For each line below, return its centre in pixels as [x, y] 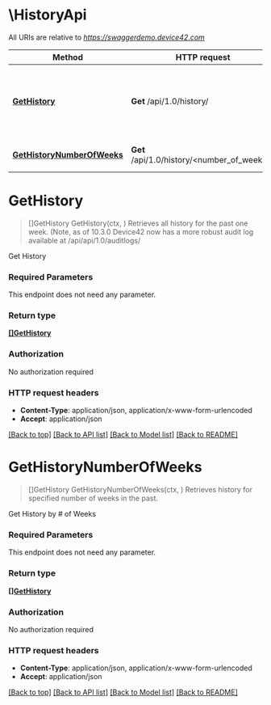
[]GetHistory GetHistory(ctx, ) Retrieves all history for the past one [138, 223]
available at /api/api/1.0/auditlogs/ [84, 240]
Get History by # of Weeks [52, 514]
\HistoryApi [48, 15]
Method [67, 57]
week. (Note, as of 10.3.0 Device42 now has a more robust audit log [141, 231]
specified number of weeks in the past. [93, 498]
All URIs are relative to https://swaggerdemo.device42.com [107, 37]
